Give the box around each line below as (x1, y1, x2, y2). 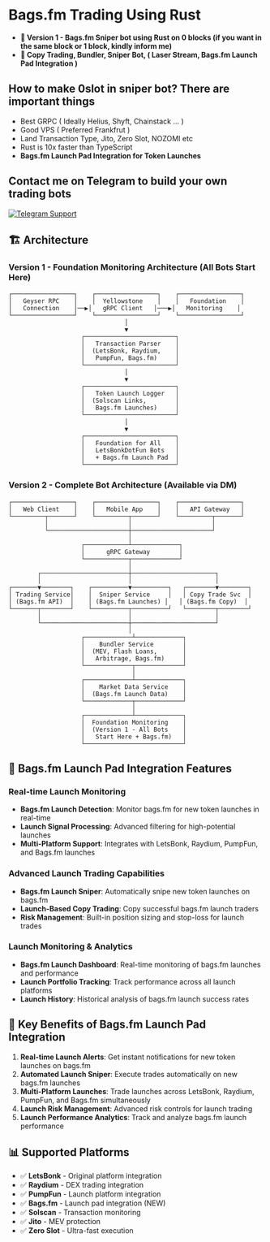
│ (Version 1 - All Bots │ (80, 725, 186, 734)
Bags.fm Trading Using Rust (8, 6, 201, 24)
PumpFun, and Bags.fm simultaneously (19, 1095, 152, 1105)
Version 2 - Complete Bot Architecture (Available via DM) (8, 479, 238, 491)
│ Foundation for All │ (80, 439, 180, 448)
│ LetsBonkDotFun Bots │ (80, 447, 180, 455)
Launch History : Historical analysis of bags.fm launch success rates (19, 993, 250, 1004)
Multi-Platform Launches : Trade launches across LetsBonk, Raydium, (19, 1086, 255, 1096)
